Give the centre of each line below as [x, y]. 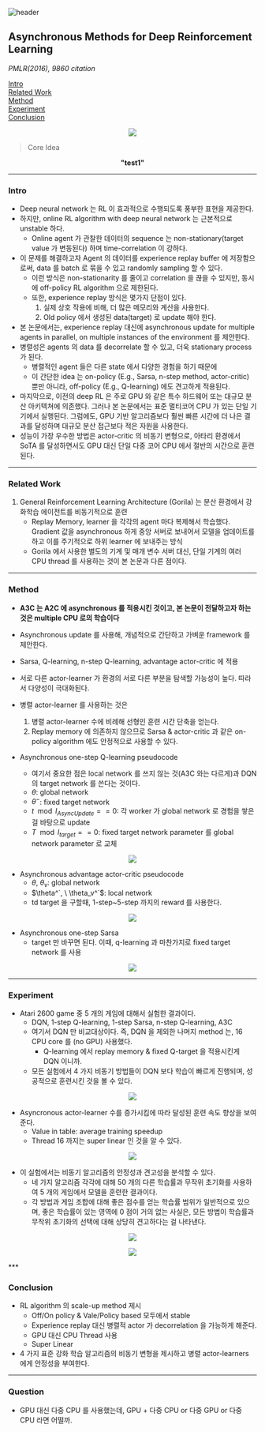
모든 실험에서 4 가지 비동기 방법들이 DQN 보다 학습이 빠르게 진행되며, [138, 1071]
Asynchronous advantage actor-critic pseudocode [101, 874]
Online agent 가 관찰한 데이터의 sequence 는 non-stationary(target [137, 239]
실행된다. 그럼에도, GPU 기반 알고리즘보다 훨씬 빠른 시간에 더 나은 [142, 416]
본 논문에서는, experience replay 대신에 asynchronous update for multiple [137, 327]
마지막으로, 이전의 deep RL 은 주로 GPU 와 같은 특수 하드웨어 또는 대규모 [132, 397]
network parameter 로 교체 [74, 843]
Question [26, 1392]
